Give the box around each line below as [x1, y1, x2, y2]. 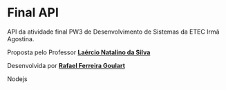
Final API [7, 5, 59, 21]
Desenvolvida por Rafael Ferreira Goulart [7, 61, 126, 69]
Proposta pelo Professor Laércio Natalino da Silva [7, 48, 151, 56]
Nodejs [7, 74, 28, 83]
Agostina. [7, 34, 35, 43]
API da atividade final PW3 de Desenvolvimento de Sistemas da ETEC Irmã [7, 27, 220, 36]
